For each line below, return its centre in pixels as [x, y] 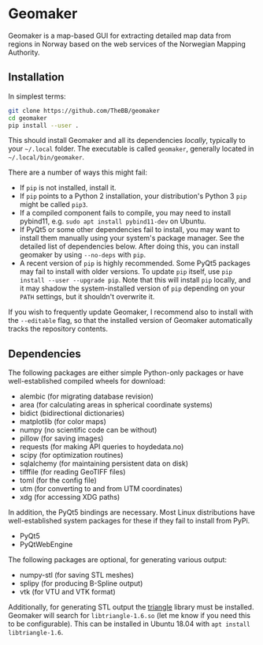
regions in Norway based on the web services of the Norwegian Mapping [127, 43]
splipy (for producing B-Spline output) [81, 583]
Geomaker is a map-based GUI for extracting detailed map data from [120, 36]
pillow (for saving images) [61, 438]
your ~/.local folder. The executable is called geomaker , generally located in [131, 149]
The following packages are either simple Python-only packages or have [126, 373]
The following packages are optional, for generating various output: [117, 560]
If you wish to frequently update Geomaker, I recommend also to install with [131, 312]
